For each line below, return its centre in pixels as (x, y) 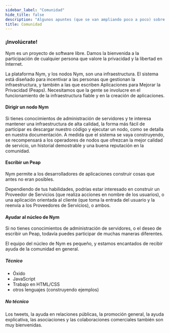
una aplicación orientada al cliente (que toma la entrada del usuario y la (80, 200)
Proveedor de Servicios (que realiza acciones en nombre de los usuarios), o (85, 195)
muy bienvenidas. (24, 325)
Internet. (14, 64)
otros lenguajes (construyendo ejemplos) (56, 290)
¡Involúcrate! (21, 42)
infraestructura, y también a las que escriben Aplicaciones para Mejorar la (83, 85)
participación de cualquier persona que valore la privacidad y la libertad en (84, 59)
